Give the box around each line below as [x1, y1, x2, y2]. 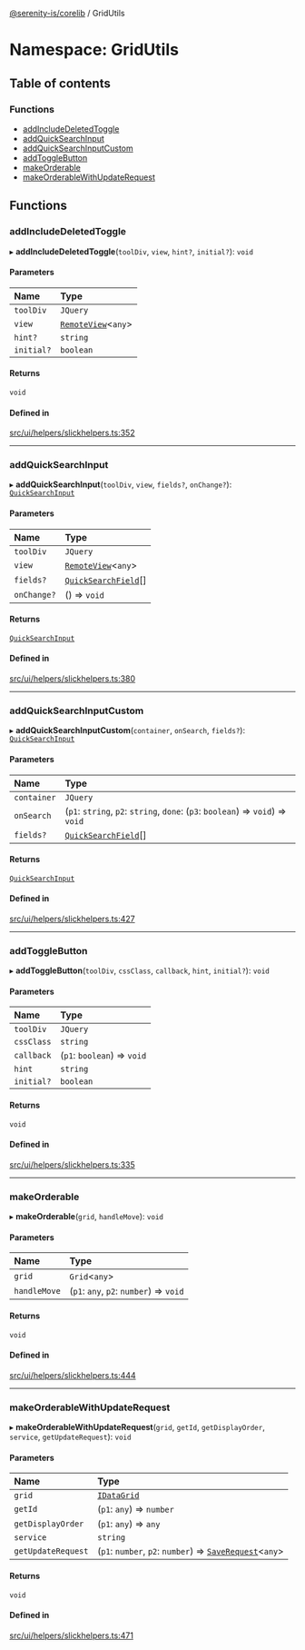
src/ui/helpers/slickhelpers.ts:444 [9, 1369, 136, 1380]
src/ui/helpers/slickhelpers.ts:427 [9, 913, 135, 924]
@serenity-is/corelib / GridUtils [9, 8, 125, 18]
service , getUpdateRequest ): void [9, 1431, 132, 1443]
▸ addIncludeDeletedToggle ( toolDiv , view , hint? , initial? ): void [9, 245, 254, 257]
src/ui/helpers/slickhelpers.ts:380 [9, 673, 136, 684]
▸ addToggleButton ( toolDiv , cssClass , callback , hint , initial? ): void [9, 965, 271, 976]
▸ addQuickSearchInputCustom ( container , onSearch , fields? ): [9, 725, 246, 736]
